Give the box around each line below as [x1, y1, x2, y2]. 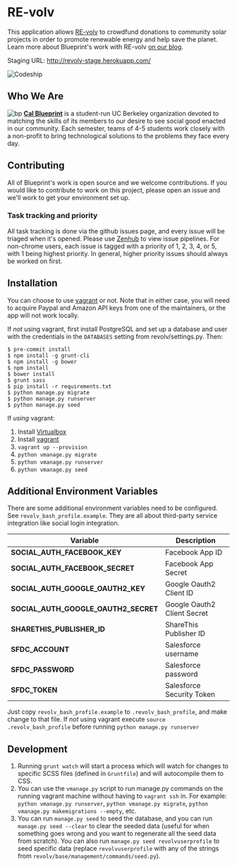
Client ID [164, 588, 194, 598]
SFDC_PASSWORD [11, 665, 75, 674]
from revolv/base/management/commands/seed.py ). [17, 851, 161, 861]
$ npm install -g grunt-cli [7, 352, 90, 359]
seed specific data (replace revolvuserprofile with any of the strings [17, 844, 219, 853]
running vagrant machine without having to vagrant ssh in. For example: [17, 792, 227, 801]
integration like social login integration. [7, 519, 120, 528]
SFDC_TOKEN [11, 685, 58, 695]
